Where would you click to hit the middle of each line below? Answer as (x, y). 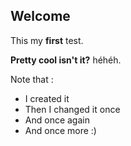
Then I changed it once (72, 109)
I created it (47, 98)
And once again (57, 120)
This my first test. (47, 40)
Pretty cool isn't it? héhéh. (66, 60)
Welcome (40, 16)
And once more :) (60, 130)
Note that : (32, 79)
